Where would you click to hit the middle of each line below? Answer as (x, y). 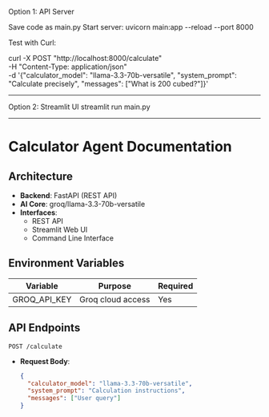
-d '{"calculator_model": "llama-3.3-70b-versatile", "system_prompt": (123, 75)
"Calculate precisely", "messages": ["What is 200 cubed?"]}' (108, 84)
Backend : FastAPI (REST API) (68, 195)
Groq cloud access (114, 299)
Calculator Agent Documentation (120, 147)
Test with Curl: (32, 43)
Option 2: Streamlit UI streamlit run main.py (79, 107)
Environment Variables (66, 263)
